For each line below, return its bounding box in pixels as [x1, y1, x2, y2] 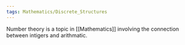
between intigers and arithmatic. [6, 31, 88, 39]
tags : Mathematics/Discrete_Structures [6, 8, 108, 15]
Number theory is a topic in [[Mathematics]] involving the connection [6, 25, 180, 32]
